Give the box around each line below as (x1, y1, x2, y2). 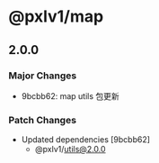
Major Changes (8, 69, 77, 82)
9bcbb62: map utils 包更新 (21, 90, 119, 101)
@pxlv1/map (8, 6, 104, 27)
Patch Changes (8, 113, 77, 126)
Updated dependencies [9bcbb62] (21, 134, 150, 145)
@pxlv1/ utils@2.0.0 (34, 144, 106, 155)
